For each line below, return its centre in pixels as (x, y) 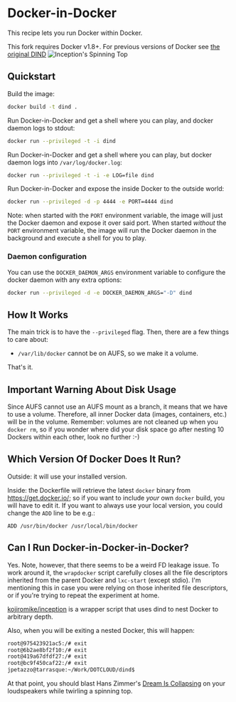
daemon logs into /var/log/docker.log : (65, 162)
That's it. (20, 367)
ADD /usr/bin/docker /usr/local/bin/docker (73, 526)
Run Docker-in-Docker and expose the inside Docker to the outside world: (116, 189)
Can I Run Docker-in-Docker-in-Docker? (98, 548)
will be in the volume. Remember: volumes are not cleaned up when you (113, 422)
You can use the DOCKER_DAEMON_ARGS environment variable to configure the (117, 272)
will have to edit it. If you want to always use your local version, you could (115, 505)
